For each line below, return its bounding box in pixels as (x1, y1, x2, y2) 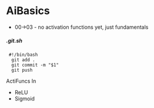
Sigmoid (14, 95, 35, 102)
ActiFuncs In (6, 77, 36, 85)
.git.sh (6, 37, 22, 44)
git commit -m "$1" (11, 62, 59, 68)
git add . (11, 57, 35, 63)
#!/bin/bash (8, 52, 38, 58)
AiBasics (6, 4, 50, 18)
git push (11, 67, 33, 73)
